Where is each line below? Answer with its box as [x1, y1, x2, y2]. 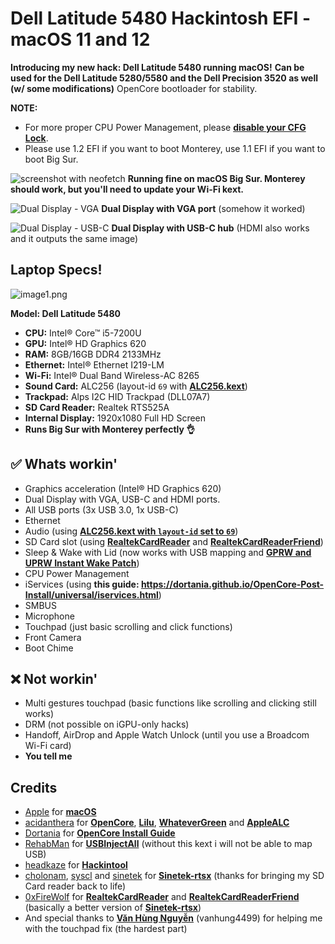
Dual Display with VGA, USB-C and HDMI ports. [24, 493, 221, 505]
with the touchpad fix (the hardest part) [24, 923, 188, 935]
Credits [10, 779, 58, 796]
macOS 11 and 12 [10, 28, 151, 51]
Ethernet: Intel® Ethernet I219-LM [24, 358, 165, 371]
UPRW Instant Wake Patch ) [24, 557, 140, 569]
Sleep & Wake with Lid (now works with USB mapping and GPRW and [24, 546, 312, 558]
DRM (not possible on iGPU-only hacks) [24, 718, 190, 731]
